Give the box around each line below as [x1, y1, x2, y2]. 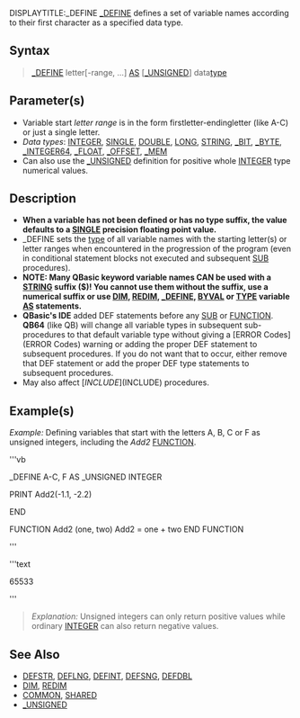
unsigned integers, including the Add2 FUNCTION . [9, 436, 197, 448]
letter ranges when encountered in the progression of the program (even [22, 243, 292, 255]
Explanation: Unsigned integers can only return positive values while [31, 611, 286, 622]
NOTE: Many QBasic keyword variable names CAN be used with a [22, 272, 272, 283]
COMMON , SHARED [22, 690, 97, 701]
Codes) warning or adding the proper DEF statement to [53, 339, 258, 350]
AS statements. [22, 301, 83, 311]
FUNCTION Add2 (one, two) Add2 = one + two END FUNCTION [9, 524, 244, 534]
